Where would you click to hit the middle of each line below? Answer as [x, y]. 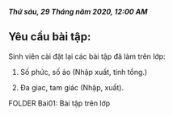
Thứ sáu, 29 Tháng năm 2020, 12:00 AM [78, 12]
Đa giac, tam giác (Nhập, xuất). [72, 87]
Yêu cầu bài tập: [50, 37]
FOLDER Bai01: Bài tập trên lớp [59, 103]
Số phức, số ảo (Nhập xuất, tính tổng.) [84, 72]
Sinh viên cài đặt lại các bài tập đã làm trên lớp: [87, 56]
